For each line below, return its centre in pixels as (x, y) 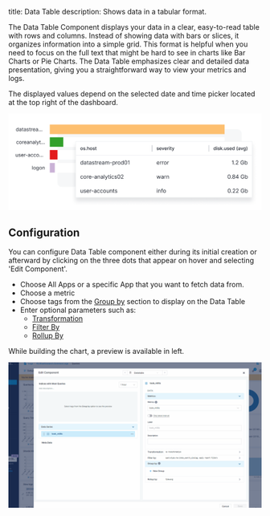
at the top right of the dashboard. (63, 102)
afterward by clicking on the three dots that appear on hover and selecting (131, 261)
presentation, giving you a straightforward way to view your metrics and (127, 70)
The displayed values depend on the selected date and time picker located (132, 94)
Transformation (57, 319)
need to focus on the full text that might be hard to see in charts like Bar (127, 53)
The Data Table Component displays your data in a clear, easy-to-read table (134, 27)
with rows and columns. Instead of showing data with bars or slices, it (124, 36)
